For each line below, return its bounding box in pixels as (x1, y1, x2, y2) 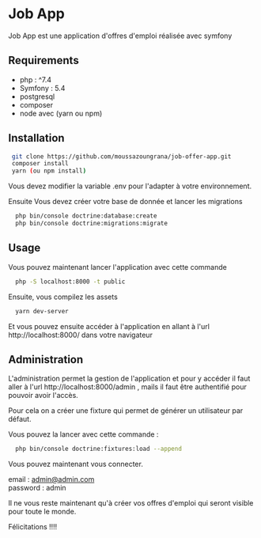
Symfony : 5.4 (19, 83, 66, 93)
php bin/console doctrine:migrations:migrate (15, 219, 168, 228)
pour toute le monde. (8, 507, 77, 517)
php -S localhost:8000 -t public (15, 278, 126, 286)
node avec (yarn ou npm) (19, 108, 103, 118)
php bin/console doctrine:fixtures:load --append (15, 445, 182, 453)
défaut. (8, 415, 32, 424)
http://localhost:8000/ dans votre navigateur (8, 330, 153, 339)
